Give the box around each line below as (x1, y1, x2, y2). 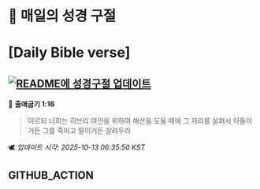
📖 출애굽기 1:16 (8, 99, 55, 109)
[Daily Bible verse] (8, 44, 131, 61)
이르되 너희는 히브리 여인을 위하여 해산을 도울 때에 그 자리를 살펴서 (27, 116, 232, 126)
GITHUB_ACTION (8, 169, 95, 182)
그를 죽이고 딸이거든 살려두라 (42, 126, 132, 135)
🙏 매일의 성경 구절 (8, 7, 117, 25)
